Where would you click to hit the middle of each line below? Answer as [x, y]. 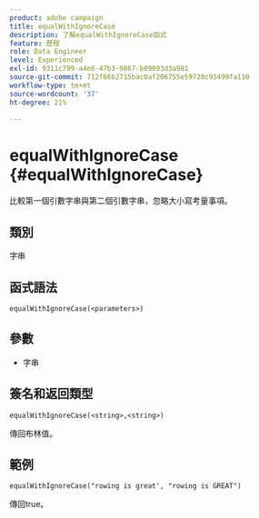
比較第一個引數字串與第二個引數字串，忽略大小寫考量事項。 [121, 201]
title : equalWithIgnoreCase [63, 26]
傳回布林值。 [33, 433]
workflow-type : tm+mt [50, 85]
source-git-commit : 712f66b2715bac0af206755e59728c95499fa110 [129, 77]
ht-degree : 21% [38, 102]
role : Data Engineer [49, 52]
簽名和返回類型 [51, 394]
